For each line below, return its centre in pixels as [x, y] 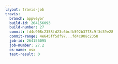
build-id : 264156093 [30, 23]
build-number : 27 [27, 27]
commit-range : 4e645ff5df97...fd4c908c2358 [54, 37]
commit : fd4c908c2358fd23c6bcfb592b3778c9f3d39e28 [61, 32]
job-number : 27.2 [27, 45]
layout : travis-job [25, 9]
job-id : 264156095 [28, 41]
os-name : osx [22, 50]
